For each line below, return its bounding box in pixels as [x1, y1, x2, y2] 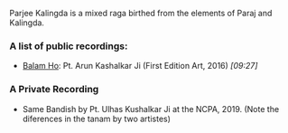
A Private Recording [9, 83, 99, 96]
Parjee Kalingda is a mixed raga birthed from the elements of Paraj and [9, 8, 273, 18]
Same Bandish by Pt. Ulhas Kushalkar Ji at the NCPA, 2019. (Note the [22, 103, 280, 114]
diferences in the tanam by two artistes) [22, 113, 172, 124]
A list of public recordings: [9, 40, 128, 52]
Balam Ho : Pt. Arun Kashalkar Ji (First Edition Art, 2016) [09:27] [22, 61, 258, 71]
